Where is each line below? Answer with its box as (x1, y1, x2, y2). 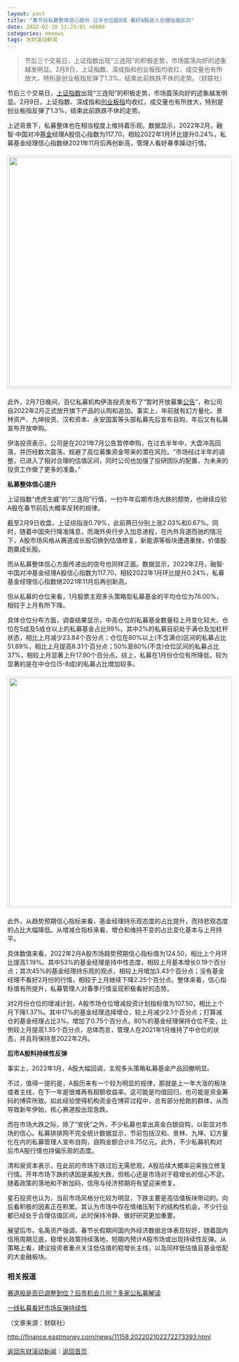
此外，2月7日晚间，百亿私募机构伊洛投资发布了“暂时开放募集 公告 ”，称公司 (7, 397, 223, 407)
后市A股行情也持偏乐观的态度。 (7, 1147, 98, 1155)
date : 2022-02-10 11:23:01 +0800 (7, 23, 105, 30)
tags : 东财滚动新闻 (7, 36, 58, 43)
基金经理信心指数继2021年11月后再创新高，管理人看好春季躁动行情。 (13, 139, 210, 147)
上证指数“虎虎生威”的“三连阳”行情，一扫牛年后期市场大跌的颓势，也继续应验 (7, 495, 227, 503)
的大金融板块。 (7, 1253, 50, 1261)
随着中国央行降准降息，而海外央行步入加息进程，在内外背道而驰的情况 (19, 527, 222, 536)
